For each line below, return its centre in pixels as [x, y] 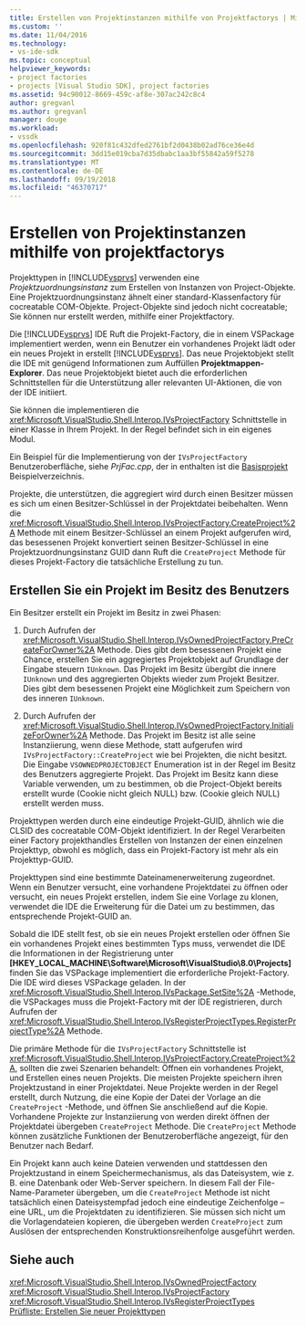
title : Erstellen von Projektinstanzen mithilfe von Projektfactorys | [148, 18]
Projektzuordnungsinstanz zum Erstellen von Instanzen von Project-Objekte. [153, 288]
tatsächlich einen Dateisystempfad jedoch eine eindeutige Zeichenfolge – [147, 1202]
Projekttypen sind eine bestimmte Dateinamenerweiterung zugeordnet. [143, 877]
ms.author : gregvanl [49, 111]
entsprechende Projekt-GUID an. [71, 916]
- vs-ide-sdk [34, 52]
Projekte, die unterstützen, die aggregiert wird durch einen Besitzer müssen [151, 494]
